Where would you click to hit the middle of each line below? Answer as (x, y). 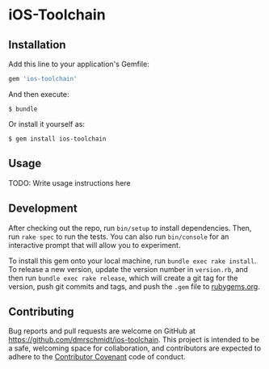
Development (43, 209)
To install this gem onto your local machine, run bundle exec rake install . (132, 261)
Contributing (41, 311)
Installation (37, 45)
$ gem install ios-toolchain (57, 139)
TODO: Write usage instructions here (69, 182)
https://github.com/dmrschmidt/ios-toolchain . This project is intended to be (134, 340)
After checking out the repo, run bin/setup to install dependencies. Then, (130, 228)
